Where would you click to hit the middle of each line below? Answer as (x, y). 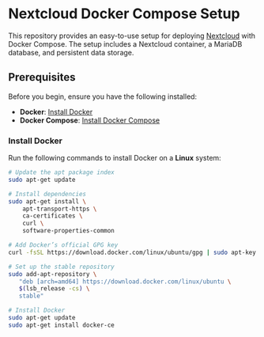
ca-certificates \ (53, 216)
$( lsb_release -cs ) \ (54, 289)
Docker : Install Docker (56, 112)
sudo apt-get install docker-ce (61, 325)
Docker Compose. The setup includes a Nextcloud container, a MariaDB (125, 44)
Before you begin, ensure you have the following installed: (103, 97)
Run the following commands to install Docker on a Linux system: (115, 158)
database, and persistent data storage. (71, 52)
